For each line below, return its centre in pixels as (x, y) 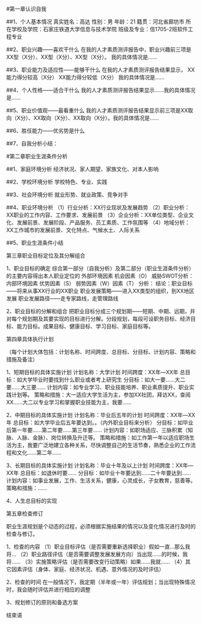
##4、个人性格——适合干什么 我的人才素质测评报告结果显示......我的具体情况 (101, 90)
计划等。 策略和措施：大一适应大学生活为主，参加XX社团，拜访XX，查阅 (101, 395)
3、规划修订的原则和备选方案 (42, 602)
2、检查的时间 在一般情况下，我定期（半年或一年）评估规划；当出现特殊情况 (101, 582)
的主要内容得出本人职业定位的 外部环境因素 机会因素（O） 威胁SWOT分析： (100, 276)
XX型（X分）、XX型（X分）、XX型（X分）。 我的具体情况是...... (82, 57)
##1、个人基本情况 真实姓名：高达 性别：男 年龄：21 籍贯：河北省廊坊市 (95, 22)
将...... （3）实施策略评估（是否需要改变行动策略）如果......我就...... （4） (96, 562)
